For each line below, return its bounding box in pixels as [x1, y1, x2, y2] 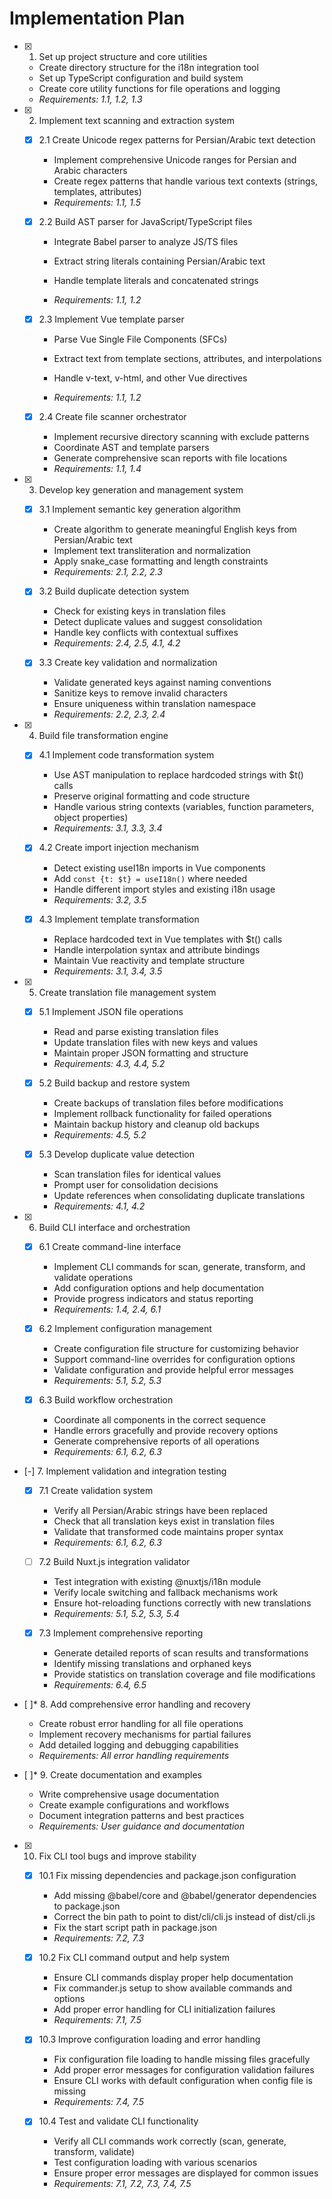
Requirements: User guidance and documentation [38, 1820, 246, 1832]
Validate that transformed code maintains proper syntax [53, 1526, 284, 1537]
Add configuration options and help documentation [53, 1282, 264, 1294]
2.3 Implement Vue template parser [38, 313, 185, 326]
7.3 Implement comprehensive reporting [38, 1627, 204, 1639]
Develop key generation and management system [38, 484, 244, 496]
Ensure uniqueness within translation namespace [53, 698, 257, 710]
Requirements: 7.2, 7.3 [53, 1932, 145, 1944]
